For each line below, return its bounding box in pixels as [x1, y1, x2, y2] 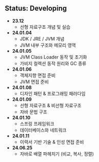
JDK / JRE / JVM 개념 [19, 35, 65, 42]
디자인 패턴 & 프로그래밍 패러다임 [19, 90, 86, 96]
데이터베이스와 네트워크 [19, 127, 67, 133]
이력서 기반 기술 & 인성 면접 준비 [19, 138, 84, 145]
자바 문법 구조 [19, 109, 47, 115]
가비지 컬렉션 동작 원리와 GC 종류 [19, 60, 87, 66]
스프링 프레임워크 [19, 120, 55, 127]
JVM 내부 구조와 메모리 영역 [19, 42, 76, 48]
